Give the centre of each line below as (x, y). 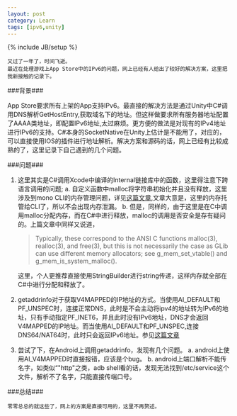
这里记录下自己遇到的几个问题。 (78, 150)
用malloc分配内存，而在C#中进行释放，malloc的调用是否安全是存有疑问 (122, 215)
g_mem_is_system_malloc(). (76, 261)
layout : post (27, 14)
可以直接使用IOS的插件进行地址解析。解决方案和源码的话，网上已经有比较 (115, 141)
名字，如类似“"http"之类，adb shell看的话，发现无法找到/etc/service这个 (123, 368)
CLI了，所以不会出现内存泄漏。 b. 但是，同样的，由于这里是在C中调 (129, 207)
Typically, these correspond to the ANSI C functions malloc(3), (126, 239)
